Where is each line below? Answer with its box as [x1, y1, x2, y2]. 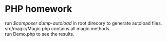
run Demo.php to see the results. [5, 31, 75, 37]
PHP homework [5, 3, 72, 15]
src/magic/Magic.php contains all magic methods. [5, 25, 111, 31]
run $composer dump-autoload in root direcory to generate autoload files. [5, 20, 162, 26]
